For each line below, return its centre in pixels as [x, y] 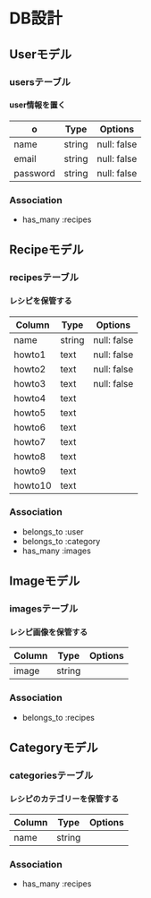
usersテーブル [40, 81]
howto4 [30, 398]
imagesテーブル [44, 609]
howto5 [30, 413]
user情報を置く [38, 105]
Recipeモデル [46, 250]
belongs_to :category [61, 541]
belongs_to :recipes [59, 717]
